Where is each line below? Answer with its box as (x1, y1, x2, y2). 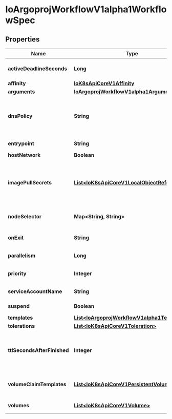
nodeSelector (8, 213, 42, 220)
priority (8, 270, 27, 277)
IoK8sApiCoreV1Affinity (74, 80, 135, 87)
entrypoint (8, 140, 34, 147)
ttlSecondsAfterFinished (8, 347, 69, 354)
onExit (8, 234, 24, 241)
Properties (5, 35, 40, 44)
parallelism (8, 252, 36, 259)
